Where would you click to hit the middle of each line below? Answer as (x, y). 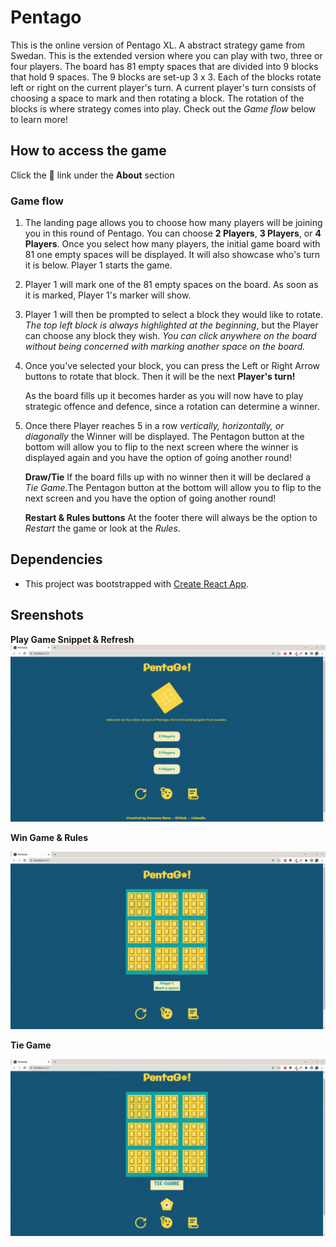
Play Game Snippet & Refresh (72, 639)
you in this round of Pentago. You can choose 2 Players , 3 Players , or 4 (173, 233)
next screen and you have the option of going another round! (150, 498)
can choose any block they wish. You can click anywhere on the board (170, 336)
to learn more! (39, 119)
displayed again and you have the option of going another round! (158, 458)
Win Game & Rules (49, 838)
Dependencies (56, 559)
